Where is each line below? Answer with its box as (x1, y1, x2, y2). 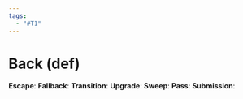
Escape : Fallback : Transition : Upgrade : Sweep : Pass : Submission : (8, 81, 236, 91)
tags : (8, 11, 27, 20)
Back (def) (8, 54, 80, 73)
